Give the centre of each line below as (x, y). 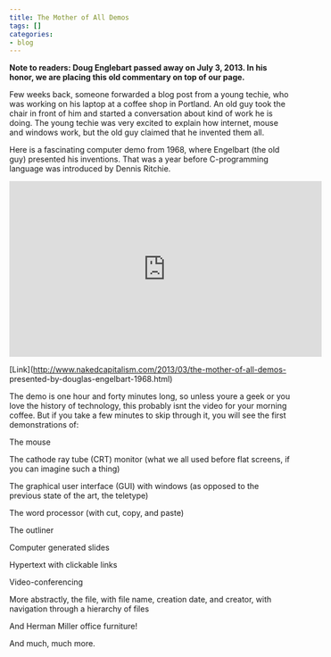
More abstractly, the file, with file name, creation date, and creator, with (141, 600)
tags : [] (25, 26)
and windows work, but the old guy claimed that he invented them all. (137, 133)
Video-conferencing (46, 582)
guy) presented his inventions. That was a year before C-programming (139, 159)
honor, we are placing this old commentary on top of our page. (127, 78)
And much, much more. (52, 644)
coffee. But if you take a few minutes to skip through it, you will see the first (148, 415)
